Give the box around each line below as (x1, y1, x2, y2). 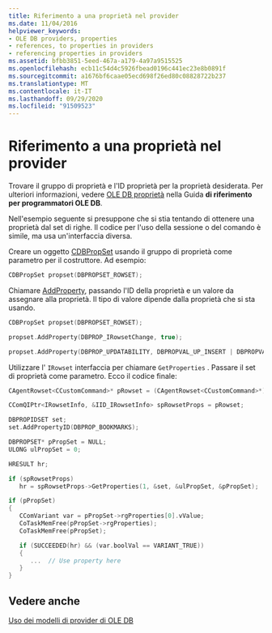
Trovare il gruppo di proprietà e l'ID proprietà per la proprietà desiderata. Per (8, 181, 264, 191)
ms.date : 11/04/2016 (8, 19, 79, 28)
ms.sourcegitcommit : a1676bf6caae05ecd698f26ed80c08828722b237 (8, 72, 227, 80)
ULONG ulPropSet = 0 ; (8, 445, 82, 453)
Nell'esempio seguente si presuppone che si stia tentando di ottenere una (8, 214, 255, 223)
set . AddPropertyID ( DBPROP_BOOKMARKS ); (8, 423, 139, 431)
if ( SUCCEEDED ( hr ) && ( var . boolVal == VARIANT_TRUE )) (19, 542, 205, 550)
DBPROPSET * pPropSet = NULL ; (8, 438, 107, 446)
